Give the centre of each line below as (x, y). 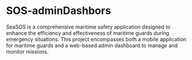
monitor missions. (27, 51)
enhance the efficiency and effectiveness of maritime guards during (88, 33)
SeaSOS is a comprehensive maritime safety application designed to (88, 27)
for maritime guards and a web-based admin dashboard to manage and (92, 45)
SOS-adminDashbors (59, 11)
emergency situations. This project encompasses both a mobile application (96, 39)
